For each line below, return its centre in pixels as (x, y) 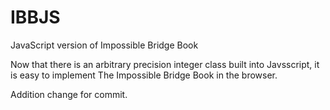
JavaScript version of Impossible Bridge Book (104, 45)
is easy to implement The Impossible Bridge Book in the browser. (144, 75)
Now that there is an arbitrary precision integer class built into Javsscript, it (165, 64)
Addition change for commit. (69, 94)
